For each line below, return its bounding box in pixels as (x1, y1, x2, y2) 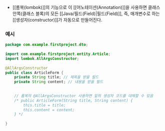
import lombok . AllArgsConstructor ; (5, 56, 79, 61)
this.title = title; (23, 102, 66, 107)
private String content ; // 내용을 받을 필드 (14, 79, 103, 84)
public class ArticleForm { (5, 70, 64, 75)
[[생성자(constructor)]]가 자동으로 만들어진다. (12, 17, 102, 22)
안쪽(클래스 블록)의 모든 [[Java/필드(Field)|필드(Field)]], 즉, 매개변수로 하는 (12, 10, 160, 16)
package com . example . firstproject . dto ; (5, 42, 88, 47)
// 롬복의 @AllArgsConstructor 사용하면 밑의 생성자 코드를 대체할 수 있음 (14, 93, 153, 98)
